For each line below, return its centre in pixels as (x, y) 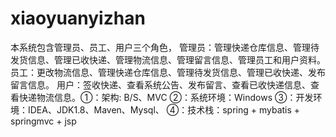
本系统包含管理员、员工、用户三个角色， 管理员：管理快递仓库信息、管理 (160, 47)
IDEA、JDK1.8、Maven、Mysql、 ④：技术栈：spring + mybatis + (164, 109)
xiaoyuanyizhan (78, 18)
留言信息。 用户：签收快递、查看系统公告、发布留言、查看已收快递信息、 (160, 84)
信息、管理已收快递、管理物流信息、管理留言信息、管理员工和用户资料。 (176, 59)
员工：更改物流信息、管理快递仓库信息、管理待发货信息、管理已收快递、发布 (168, 72)
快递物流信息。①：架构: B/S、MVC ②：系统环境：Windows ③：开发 (166, 97)
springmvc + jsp (43, 121)
